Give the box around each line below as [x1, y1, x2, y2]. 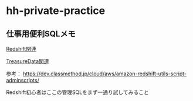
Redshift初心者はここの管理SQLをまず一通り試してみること [6, 89, 150, 96]
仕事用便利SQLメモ [6, 29, 76, 39]
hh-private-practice [6, 4, 106, 18]
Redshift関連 [6, 46, 36, 52]
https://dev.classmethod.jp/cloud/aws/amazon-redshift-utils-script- [22, 70, 187, 77]
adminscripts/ [6, 77, 39, 83]
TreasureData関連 [6, 58, 49, 65]
